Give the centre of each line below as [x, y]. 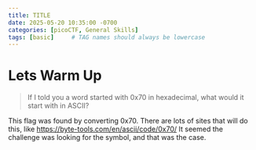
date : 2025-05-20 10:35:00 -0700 [63, 23]
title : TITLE [29, 15]
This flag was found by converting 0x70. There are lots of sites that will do [128, 121]
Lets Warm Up [55, 76]
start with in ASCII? [58, 105]
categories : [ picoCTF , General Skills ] [73, 30]
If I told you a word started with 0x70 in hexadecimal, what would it [136, 98]
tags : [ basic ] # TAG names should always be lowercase [107, 37]
